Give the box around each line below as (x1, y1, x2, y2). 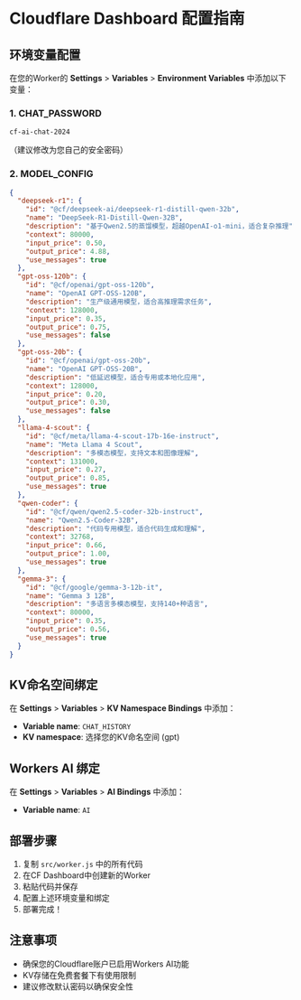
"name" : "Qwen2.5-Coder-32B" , (25, 516, 140, 525)
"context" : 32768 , (25, 532, 95, 542)
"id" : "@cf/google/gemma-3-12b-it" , (25, 583, 164, 592)
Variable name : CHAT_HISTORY (22, 721, 132, 732)
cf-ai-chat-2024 (9, 127, 70, 136)
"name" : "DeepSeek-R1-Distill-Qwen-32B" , (25, 213, 183, 222)
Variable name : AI (22, 805, 91, 816)
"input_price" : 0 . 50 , (25, 238, 106, 248)
